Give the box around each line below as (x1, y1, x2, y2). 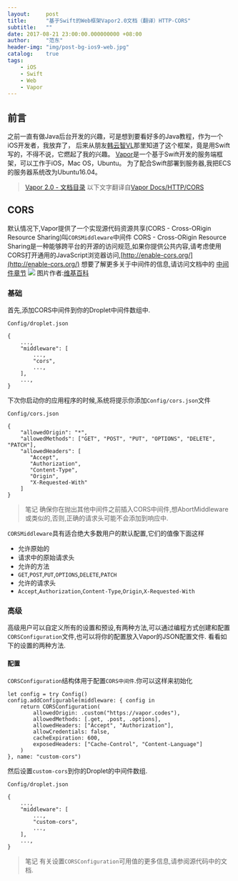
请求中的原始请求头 (17, 553, 75, 562)
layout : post (7, 10, 59, 18)
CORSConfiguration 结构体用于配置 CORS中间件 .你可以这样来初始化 (7, 676, 193, 685)
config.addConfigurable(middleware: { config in (7, 697, 155, 704)
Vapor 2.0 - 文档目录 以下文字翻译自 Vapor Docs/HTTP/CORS (24, 183, 204, 191)
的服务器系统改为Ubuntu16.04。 (7, 168, 101, 176)
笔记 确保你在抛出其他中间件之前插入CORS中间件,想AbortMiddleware (24, 505, 229, 514)
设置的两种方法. (19, 641, 66, 650)
